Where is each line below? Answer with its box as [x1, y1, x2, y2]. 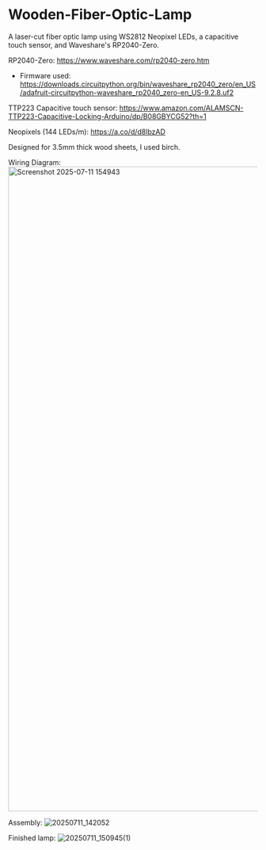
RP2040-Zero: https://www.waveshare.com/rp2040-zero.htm [8, 56, 210, 65]
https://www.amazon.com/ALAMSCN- [119, 103, 244, 113]
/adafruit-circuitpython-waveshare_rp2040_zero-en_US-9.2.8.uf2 [19, 87, 234, 97]
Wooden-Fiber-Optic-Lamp [8, 6, 192, 24]
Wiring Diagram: [8, 157, 62, 167]
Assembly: [8, 817, 43, 827]
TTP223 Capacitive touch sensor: [8, 103, 118, 113]
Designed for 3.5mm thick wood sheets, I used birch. [8, 142, 180, 151]
